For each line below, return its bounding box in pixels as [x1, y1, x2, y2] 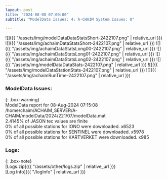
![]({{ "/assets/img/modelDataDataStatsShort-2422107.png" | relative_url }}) [5, 35, 163, 41]
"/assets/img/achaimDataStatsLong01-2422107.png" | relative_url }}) [12, 51, 154, 57]
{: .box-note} [5, 158, 32, 164]
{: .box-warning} [5, 96, 39, 102]
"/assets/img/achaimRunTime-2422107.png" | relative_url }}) [5, 73, 131, 79]
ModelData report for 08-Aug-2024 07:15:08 [5, 102, 98, 108]
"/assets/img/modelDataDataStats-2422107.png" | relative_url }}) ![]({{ [12, 62, 158, 68]
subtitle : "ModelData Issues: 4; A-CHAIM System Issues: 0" [5, 17, 135, 22]
